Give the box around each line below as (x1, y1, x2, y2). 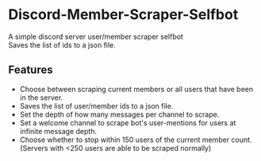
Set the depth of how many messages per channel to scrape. (19, 109, 220, 119)
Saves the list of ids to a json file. (8, 40, 117, 49)
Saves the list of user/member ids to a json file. (19, 101, 174, 110)
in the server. (19, 93, 63, 102)
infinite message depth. (19, 126, 98, 136)
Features (8, 63, 53, 77)
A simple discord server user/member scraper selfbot (8, 32, 184, 41)
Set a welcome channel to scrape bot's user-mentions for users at (19, 117, 236, 128)
